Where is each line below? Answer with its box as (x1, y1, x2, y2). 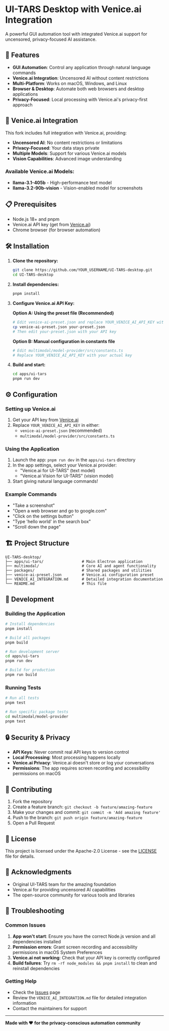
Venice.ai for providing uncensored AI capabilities (12, 886, 116, 892)
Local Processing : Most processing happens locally (12, 754, 121, 760)
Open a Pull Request (12, 820, 55, 826)
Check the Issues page (12, 989, 60, 995)
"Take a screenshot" (12, 502, 55, 508)
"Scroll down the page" (12, 524, 61, 530)
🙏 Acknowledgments (5, 868, 72, 876)
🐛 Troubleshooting (5, 907, 64, 915)
